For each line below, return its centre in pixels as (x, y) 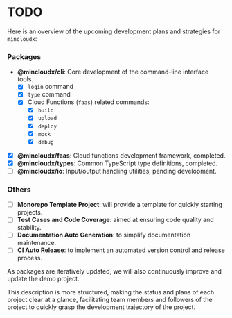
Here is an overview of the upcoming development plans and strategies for (114, 31)
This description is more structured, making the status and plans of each (111, 292)
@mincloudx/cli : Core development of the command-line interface (113, 72)
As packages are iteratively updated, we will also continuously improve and (114, 271)
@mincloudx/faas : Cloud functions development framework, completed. (121, 155)
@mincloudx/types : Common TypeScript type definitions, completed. (117, 163)
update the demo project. (43, 279)
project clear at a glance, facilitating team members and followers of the (110, 300)
